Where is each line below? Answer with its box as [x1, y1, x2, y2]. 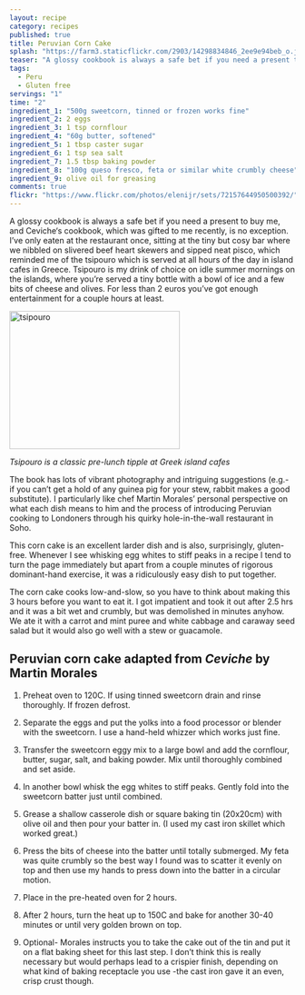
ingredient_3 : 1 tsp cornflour [9, 124, 128, 133]
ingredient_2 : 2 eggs [9, 114, 92, 124]
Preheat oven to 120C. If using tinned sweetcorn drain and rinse [22, 690, 261, 701]
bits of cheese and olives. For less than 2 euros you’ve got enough [9, 284, 259, 294]
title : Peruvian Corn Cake [9, 38, 112, 48]
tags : [9, 65, 30, 74]
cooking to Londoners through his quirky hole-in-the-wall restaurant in [9, 512, 274, 523]
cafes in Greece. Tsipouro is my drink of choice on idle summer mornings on [9, 264, 295, 274]
